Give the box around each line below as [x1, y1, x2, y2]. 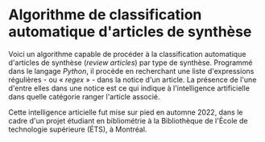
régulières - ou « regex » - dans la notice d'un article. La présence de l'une [8, 75, 257, 84]
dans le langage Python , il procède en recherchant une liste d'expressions [8, 66, 255, 75]
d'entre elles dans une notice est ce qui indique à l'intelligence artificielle [8, 83, 250, 93]
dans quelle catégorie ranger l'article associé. [8, 91, 160, 101]
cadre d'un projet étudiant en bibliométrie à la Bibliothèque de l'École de [8, 116, 248, 125]
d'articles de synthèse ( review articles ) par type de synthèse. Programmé [8, 58, 253, 67]
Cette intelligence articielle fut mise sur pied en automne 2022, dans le [8, 107, 243, 117]
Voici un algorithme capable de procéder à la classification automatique [8, 49, 246, 59]
